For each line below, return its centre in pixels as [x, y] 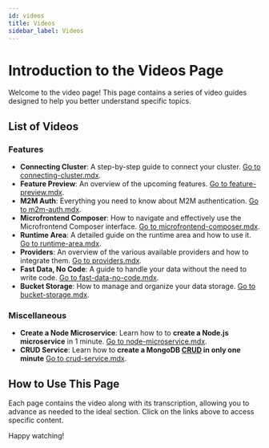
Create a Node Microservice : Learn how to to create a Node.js [124, 333]
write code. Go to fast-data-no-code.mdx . [89, 277]
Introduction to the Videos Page [116, 70]
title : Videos [32, 23]
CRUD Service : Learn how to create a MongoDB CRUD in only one [130, 350]
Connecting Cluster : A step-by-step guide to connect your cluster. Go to [140, 167]
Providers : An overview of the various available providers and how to [134, 252]
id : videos [26, 16]
